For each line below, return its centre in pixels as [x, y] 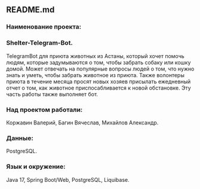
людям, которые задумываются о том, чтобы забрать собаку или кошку [99, 62]
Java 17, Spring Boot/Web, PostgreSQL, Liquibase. [68, 179]
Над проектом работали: [44, 109]
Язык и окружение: [36, 167]
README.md [30, 10]
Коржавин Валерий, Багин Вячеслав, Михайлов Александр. [82, 123]
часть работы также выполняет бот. [52, 94]
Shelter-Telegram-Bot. [40, 43]
